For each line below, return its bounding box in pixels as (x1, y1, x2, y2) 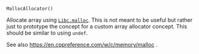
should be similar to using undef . (6, 29, 88, 36)
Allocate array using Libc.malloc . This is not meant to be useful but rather (6, 16, 193, 24)
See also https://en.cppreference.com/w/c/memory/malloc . (6, 41, 158, 48)
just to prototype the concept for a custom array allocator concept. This (6, 23, 187, 30)
